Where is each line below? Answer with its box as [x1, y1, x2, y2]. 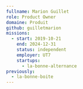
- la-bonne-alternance [21, 63, 77, 69]
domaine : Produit [6, 19, 49, 25]
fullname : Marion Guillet [6, 8, 69, 15]
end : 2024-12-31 [16, 42, 57, 47]
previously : [6, 69, 35, 74]
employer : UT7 [16, 52, 51, 58]
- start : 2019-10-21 [11, 36, 61, 42]
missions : [6, 30, 30, 36]
